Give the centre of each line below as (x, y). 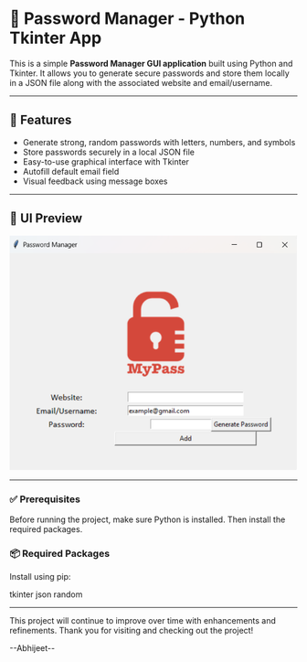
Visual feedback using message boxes (95, 181)
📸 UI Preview (46, 219)
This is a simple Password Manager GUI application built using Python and (151, 63)
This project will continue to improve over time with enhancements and (143, 620)
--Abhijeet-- (32, 647)
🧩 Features (41, 120)
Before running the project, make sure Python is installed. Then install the (148, 519)
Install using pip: (40, 576)
